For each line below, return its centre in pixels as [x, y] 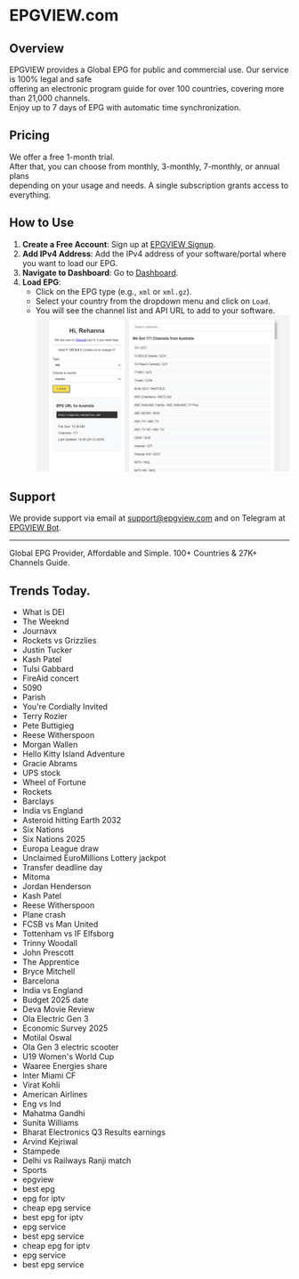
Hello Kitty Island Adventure [73, 754]
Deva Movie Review [58, 1009]
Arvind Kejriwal [50, 1141]
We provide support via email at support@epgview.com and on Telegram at [148, 518]
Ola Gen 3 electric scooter [70, 1047]
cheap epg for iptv [56, 1245]
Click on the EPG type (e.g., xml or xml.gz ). [113, 291]
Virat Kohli [41, 1085]
